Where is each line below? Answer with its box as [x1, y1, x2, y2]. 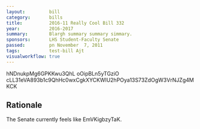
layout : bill [6, 8, 60, 15]
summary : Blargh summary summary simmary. [6, 31, 133, 37]
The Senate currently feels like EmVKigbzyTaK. [6, 116, 122, 123]
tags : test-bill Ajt [6, 48, 84, 54]
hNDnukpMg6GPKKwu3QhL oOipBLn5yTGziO [6, 70, 120, 77]
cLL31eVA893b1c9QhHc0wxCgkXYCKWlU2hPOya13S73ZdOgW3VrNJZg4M [6, 76, 195, 83]
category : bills [6, 14, 63, 20]
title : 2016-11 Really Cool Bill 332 [6, 20, 125, 26]
